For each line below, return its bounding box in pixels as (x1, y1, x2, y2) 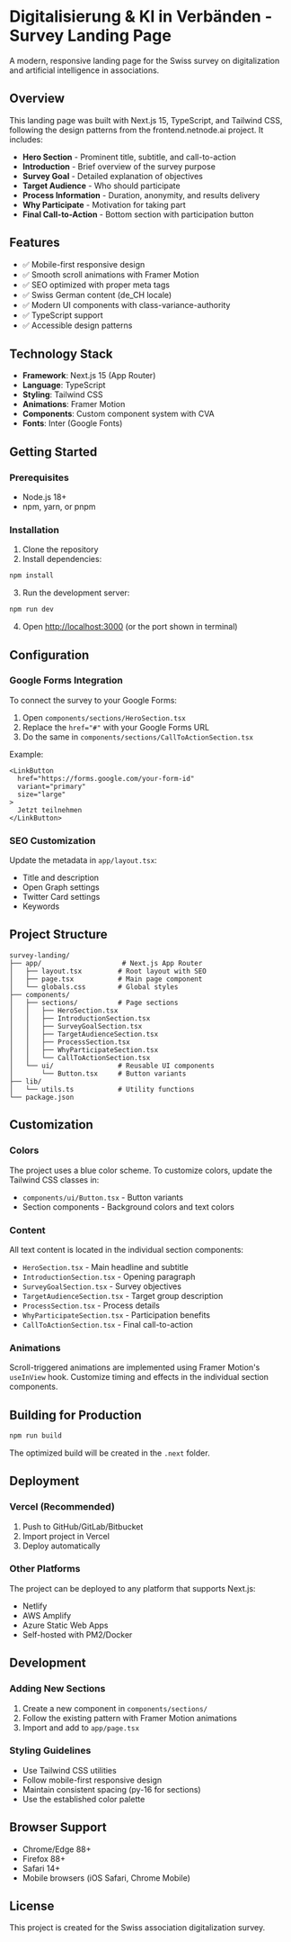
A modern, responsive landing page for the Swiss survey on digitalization (9, 55, 280, 66)
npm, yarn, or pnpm (22, 502, 96, 513)
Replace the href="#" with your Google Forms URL (22, 721, 209, 732)
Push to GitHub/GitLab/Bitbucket (22, 1520, 144, 1532)
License (9, 1899, 55, 1914)
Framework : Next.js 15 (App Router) (22, 370, 156, 381)
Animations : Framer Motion (22, 399, 126, 410)
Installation (9, 523, 60, 536)
